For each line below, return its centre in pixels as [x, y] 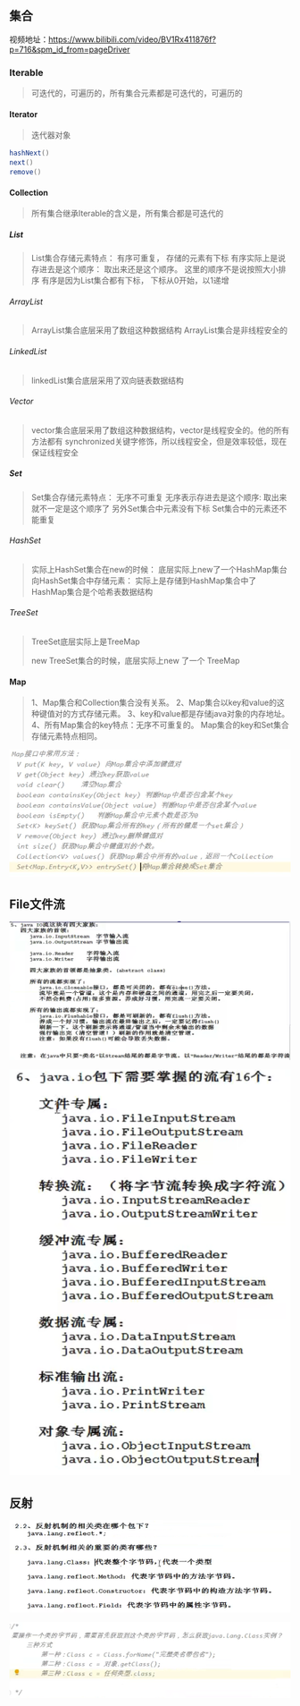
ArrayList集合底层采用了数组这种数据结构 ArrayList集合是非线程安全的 [159, 330]
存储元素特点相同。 [67, 736]
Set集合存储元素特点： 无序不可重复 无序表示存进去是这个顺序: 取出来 [159, 497]
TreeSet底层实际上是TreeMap [85, 641]
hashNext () [29, 153]
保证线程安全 [54, 452]
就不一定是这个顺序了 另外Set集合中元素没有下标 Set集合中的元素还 [155, 508]
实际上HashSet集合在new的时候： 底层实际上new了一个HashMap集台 [159, 569]
